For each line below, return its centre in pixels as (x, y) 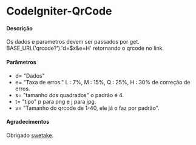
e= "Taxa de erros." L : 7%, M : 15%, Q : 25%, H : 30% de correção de (103, 82)
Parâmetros (21, 62)
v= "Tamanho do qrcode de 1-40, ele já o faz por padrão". (87, 108)
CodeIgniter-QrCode (59, 11)
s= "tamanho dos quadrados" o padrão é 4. (69, 95)
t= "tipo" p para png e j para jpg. (56, 101)
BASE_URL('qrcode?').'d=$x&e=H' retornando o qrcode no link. (85, 48)
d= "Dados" (30, 76)
